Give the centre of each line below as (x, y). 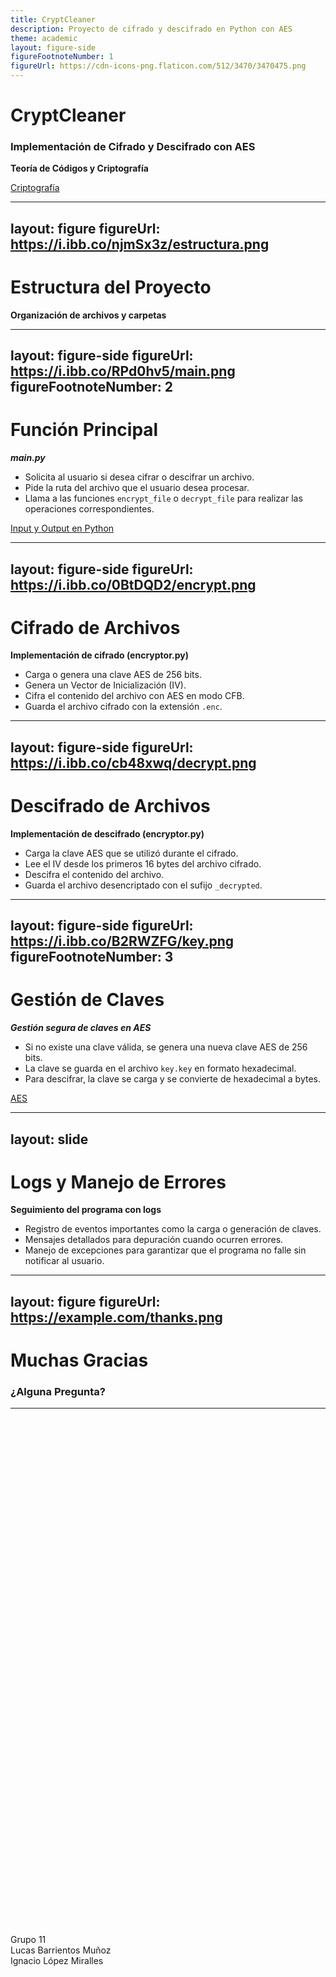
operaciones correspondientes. (89, 509)
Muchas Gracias (79, 1360)
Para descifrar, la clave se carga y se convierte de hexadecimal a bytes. (172, 1079)
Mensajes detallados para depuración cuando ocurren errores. (154, 1240)
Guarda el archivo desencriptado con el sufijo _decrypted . (143, 885)
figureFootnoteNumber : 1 (62, 57)
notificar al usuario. (64, 1261)
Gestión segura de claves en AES (81, 1028)
